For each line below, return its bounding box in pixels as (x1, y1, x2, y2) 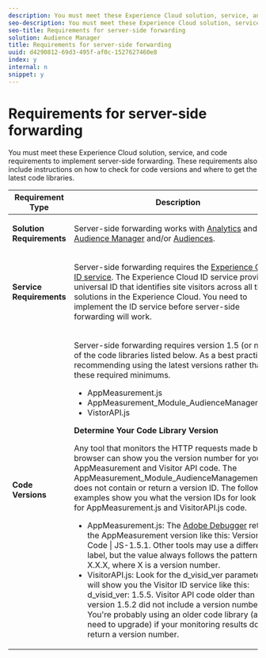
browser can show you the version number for (74, 452, 245, 463)
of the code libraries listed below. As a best (74, 349, 235, 360)
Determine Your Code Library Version (74, 424, 219, 435)
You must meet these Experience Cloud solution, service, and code (8, 147, 228, 157)
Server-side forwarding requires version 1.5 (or (74, 340, 252, 351)
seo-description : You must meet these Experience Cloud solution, (8, 19, 232, 27)
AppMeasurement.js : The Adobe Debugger (86, 519, 248, 531)
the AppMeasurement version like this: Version (86, 530, 261, 541)
